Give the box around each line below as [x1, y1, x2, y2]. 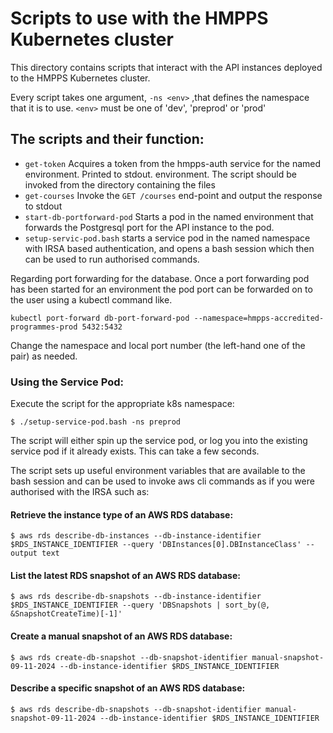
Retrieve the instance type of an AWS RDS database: [10, 508, 234, 521]
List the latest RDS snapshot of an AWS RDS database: [10, 569, 241, 581]
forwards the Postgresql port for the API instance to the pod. [24, 221, 275, 233]
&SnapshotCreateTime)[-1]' [10, 609, 123, 619]
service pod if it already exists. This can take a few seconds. [10, 445, 260, 457]
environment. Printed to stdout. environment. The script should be [24, 168, 297, 180]
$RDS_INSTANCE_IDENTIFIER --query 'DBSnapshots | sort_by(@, [10, 600, 271, 611]
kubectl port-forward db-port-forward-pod [10, 313, 190, 323]
